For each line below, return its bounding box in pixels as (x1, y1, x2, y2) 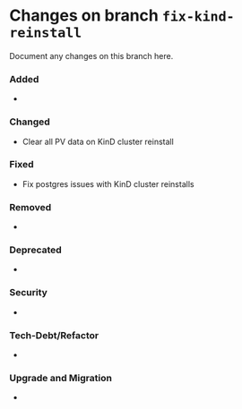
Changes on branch (9, 5, 160, 26)
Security (9, 286, 48, 299)
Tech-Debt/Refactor (9, 328, 99, 341)
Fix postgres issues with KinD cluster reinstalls (22, 178, 194, 189)
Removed (9, 200, 52, 213)
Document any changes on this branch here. (9, 50, 174, 61)
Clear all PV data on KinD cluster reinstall (22, 136, 175, 147)
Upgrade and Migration (9, 371, 112, 384)
